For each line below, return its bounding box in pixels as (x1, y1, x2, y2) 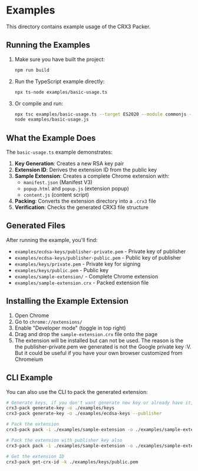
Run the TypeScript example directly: (14, 78, 105, 85)
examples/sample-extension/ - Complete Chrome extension (14, 273, 159, 280)
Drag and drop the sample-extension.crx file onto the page (14, 330, 158, 337)
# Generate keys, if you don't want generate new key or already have (6, 400, 183, 406)
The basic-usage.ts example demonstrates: (6, 148, 113, 156)
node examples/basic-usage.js (14, 117, 90, 122)
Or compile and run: (14, 99, 64, 107)
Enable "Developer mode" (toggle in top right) (14, 324, 126, 331)
